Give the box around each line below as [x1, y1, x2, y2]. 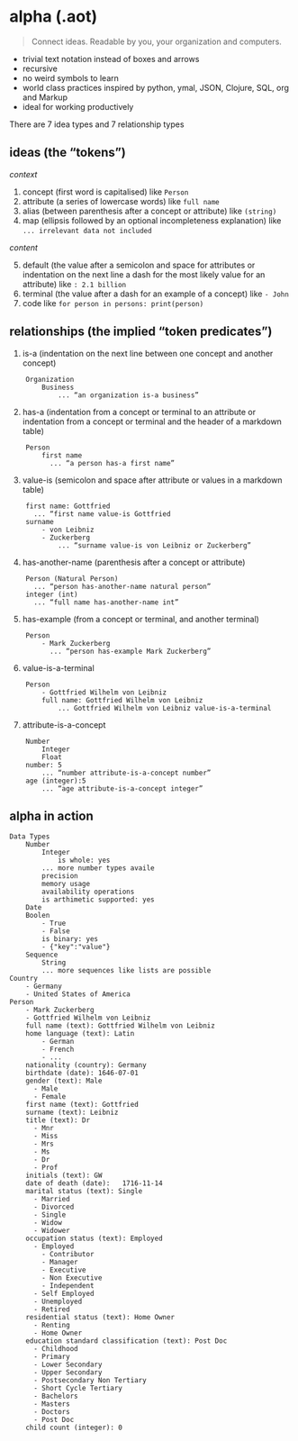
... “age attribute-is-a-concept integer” [41, 784, 203, 793]
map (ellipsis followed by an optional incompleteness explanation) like [22, 214, 282, 226]
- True [41, 919, 67, 929]
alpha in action [9, 808, 94, 823]
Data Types [9, 832, 50, 841]
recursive [22, 63, 59, 74]
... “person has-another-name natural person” [32, 582, 212, 591]
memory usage [41, 880, 91, 889]
